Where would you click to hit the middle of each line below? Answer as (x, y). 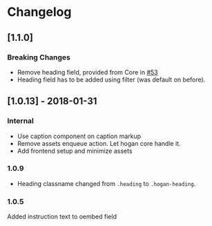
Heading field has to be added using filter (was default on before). (111, 79)
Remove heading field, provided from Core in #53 (87, 72)
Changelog (39, 12)
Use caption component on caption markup (79, 136)
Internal (21, 121)
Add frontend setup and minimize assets (75, 151)
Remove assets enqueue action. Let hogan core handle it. (99, 143)
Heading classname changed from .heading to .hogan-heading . (106, 183)
